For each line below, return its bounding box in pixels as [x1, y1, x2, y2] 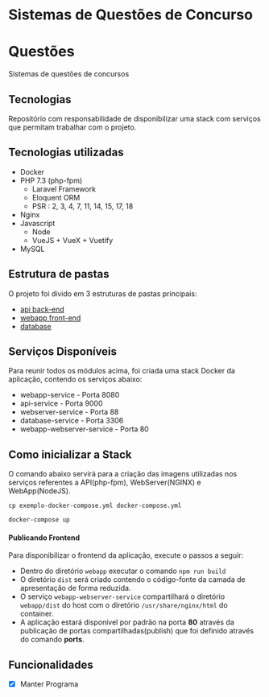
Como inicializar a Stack [8, 447, 132, 461]
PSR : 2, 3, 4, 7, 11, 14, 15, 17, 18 [31, 201, 134, 211]
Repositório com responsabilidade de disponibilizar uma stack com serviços [8, 113, 261, 123]
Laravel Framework [31, 184, 97, 194]
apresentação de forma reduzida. [19, 584, 131, 593]
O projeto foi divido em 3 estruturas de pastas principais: [8, 288, 197, 299]
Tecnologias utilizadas [8, 146, 124, 159]
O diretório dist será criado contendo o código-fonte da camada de [19, 575, 246, 584]
